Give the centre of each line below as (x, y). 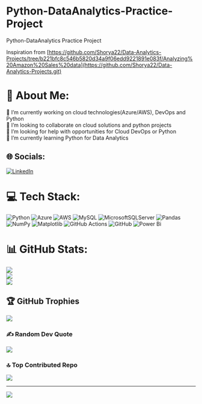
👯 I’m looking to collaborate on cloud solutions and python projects (89, 125)
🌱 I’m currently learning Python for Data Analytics (67, 138)
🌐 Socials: (26, 157)
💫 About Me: (38, 96)
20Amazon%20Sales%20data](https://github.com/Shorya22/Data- (89, 65)
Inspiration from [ (28, 52)
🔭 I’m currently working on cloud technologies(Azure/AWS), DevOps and (96, 112)
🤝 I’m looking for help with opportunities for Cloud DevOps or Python (91, 131)
